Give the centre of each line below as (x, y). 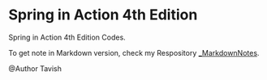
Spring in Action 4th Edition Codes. (67, 37)
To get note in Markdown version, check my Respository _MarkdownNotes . (134, 53)
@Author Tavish (35, 68)
